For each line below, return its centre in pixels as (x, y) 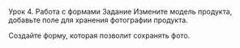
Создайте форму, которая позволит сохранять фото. (99, 36)
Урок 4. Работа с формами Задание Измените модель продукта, (120, 12)
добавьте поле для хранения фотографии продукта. (98, 20)
